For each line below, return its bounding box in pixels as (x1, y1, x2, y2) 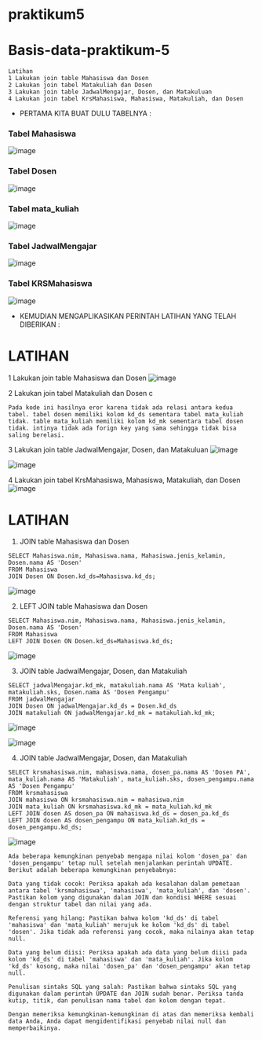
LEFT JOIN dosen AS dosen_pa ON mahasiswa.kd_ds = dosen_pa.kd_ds (8, 810, 230, 818)
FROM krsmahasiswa (8, 789, 68, 797)
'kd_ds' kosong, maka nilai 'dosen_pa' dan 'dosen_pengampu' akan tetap (8, 962, 251, 971)
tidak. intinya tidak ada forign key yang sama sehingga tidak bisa (8, 424, 237, 432)
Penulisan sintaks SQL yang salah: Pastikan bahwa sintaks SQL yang (8, 983, 237, 991)
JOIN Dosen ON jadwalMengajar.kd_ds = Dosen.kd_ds (8, 702, 177, 710)
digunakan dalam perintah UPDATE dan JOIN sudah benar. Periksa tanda (8, 990, 244, 998)
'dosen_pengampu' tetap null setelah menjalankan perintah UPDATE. (8, 859, 234, 867)
